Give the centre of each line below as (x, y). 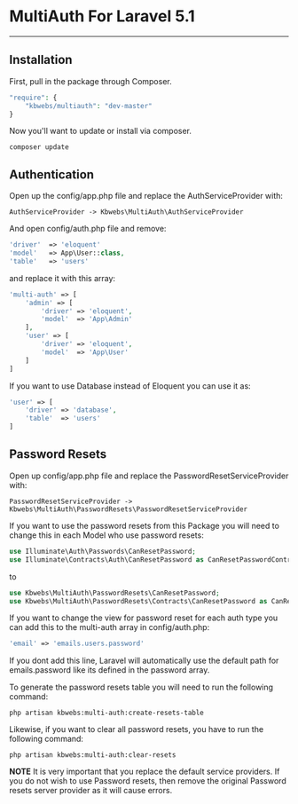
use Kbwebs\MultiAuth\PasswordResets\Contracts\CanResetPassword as (138, 601)
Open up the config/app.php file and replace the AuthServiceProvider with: (146, 196)
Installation (41, 60)
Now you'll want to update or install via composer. (101, 131)
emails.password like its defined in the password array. (110, 670)
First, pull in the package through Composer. (90, 81)
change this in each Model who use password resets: (106, 535)
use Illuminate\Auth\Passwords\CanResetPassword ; (103, 551)
